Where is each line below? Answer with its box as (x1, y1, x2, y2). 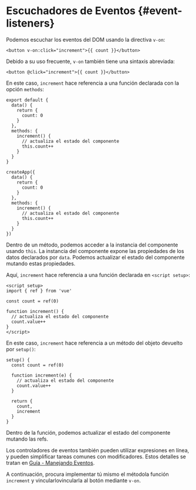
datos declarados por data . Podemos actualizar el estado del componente (6, 254, 185, 261)
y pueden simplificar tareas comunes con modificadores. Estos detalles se (6, 453, 187, 460)
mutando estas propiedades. (6, 260, 76, 267)
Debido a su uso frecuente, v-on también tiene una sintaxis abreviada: (6, 58, 175, 65)
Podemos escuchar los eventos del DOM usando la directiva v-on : (6, 36, 165, 43)
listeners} (6, 16, 55, 30)
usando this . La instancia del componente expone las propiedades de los (6, 247, 184, 254)
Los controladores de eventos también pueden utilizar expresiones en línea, (6, 446, 190, 454)
